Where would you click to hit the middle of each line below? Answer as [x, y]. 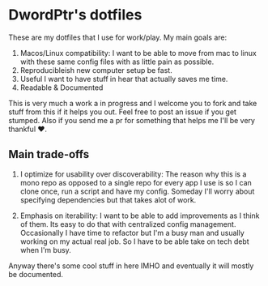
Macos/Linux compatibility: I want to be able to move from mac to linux [138, 53]
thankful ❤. [28, 129]
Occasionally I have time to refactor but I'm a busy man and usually [132, 233]
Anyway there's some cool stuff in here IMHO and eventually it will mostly [131, 266]
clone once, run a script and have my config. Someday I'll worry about [137, 191]
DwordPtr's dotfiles [75, 15]
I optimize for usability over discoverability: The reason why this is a [133, 174]
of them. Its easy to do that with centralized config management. [128, 224]
